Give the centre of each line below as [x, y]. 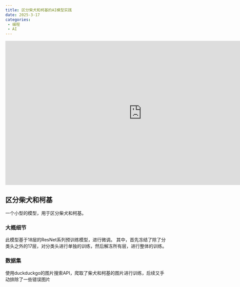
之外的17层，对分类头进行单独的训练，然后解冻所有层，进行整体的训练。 [91, 246]
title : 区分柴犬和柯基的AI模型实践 [39, 10]
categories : [18, 19]
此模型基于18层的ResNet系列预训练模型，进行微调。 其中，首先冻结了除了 [83, 240]
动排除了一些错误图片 [28, 279]
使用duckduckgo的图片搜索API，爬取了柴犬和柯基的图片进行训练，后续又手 [85, 273]
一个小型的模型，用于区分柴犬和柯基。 [46, 213]
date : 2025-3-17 [23, 15]
